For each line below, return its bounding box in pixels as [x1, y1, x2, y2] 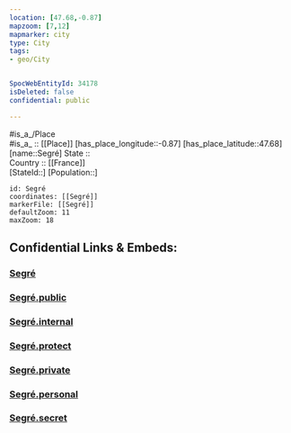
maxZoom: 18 [9, 215, 54, 225]
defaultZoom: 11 [9, 208, 70, 217]
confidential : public [9, 95, 91, 104]
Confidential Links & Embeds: [9, 240, 178, 256]
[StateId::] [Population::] [9, 167, 98, 177]
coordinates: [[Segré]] [9, 192, 99, 201]
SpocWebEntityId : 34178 [9, 79, 99, 88]
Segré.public [9, 291, 67, 303]
